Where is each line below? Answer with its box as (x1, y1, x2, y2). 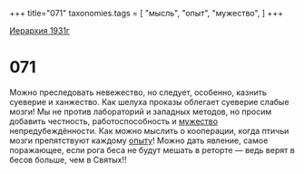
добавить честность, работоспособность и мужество (9, 115, 219, 126)
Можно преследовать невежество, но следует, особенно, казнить (9, 86, 268, 98)
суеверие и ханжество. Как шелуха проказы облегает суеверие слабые (9, 96, 289, 107)
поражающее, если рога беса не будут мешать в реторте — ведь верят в (9, 144, 295, 155)
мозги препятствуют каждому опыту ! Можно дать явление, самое (9, 135, 269, 146)
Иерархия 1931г (9, 25, 70, 35)
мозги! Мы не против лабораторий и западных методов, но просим (9, 106, 272, 117)
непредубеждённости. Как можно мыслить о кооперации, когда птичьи (9, 125, 289, 136)
